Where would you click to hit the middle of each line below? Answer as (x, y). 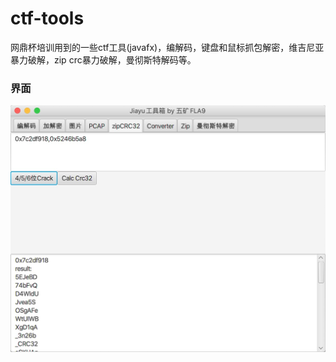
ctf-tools (47, 18)
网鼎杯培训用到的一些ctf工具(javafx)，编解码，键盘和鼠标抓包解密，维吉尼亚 (167, 47)
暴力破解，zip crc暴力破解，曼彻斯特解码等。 (103, 59)
